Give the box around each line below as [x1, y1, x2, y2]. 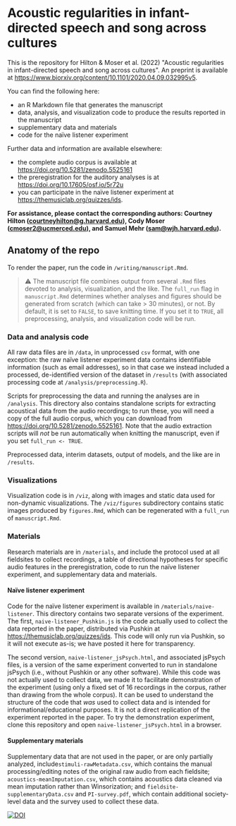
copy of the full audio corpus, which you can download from [7, 414, 183, 423]
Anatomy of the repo [7, 245, 100, 257]
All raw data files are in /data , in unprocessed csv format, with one [7, 348, 200, 357]
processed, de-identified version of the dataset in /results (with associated [7, 370, 228, 379]
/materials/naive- [161, 603, 215, 610]
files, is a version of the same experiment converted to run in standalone [7, 660, 218, 669]
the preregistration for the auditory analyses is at [17, 173, 160, 181]
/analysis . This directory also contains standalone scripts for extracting [7, 399, 216, 408]
